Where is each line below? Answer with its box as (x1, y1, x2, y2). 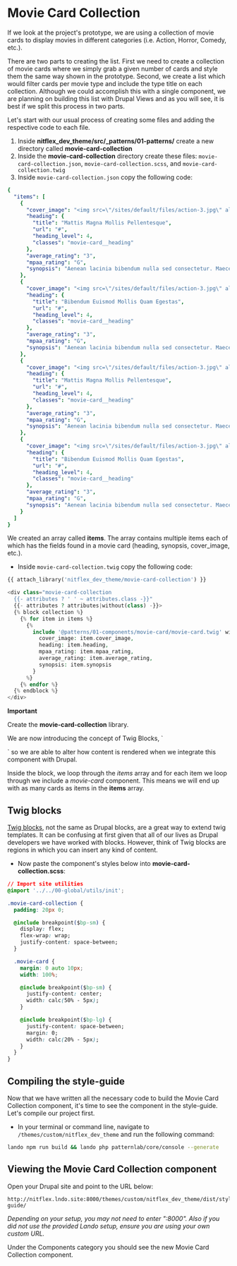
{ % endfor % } (20, 681, 59, 688)
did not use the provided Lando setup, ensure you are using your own (7, 1222, 210, 1230)
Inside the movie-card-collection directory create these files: (17, 152, 197, 160)
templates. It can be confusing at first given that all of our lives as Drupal (7, 831, 219, 839)
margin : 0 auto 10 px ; (20, 965, 83, 972)
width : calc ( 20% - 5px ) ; (25, 1036, 99, 1043)
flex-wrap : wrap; (20, 932, 71, 939)
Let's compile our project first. (7, 1109, 95, 1117)
